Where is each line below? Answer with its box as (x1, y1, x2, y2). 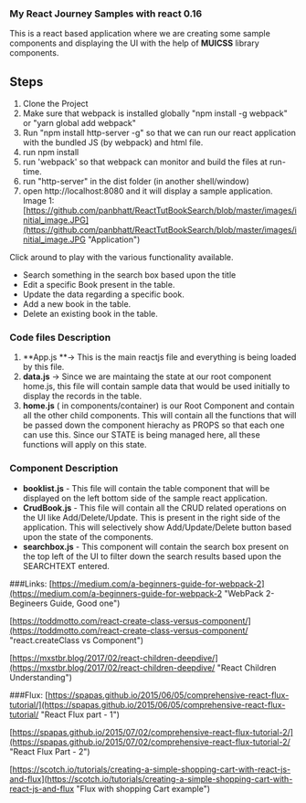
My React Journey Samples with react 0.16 (9, 7, 203, 20)
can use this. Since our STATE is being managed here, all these (22, 429, 260, 440)
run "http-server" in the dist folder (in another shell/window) (22, 176, 249, 187)
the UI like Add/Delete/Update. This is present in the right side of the (22, 512, 281, 523)
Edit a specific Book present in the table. (22, 280, 175, 291)
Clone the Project (22, 99, 89, 110)
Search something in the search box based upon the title (22, 269, 237, 280)
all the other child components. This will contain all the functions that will (22, 410, 297, 421)
